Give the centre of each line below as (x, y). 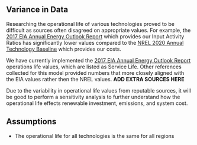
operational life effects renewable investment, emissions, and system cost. (97, 103)
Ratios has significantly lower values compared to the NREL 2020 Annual (95, 42)
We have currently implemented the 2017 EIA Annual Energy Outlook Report (98, 60)
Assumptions (31, 122)
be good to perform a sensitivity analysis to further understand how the (93, 97)
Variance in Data (37, 10)
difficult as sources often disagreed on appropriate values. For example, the (98, 30)
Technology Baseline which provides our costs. (64, 49)
